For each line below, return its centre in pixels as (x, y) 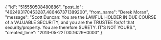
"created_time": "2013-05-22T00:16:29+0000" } (54, 33)
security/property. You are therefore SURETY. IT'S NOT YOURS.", (70, 27)
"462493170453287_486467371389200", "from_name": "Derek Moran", (77, 12)
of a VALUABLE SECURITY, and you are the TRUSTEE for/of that (70, 22)
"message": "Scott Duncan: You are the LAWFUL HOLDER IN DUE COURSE (81, 17)
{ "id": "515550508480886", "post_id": (44, 7)
